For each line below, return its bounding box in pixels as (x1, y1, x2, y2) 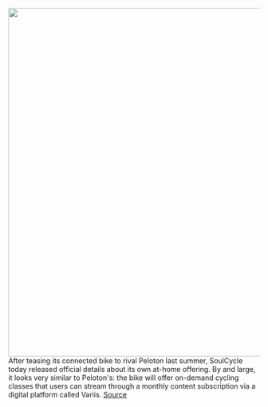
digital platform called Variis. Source (8, 390, 128, 399)
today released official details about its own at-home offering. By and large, (8, 365, 256, 374)
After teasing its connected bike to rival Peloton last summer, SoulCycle (8, 356, 243, 366)
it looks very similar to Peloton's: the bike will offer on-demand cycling (8, 373, 239, 382)
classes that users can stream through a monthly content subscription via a (8, 382, 256, 390)
